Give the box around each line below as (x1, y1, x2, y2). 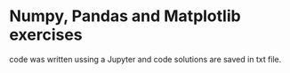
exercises (9, 25, 83, 45)
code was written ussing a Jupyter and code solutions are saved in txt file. (9, 54, 282, 64)
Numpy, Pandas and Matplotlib (9, 6, 242, 26)
